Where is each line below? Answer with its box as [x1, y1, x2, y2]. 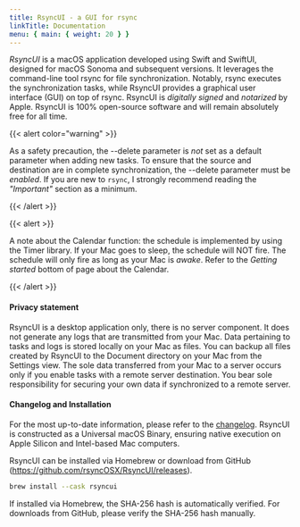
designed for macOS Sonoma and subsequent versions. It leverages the [9, 63, 274, 74]
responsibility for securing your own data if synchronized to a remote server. [9, 379, 291, 389]
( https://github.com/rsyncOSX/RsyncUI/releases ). [9, 464, 193, 475]
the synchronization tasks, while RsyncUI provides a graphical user [9, 82, 256, 94]
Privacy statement [9, 301, 79, 313]
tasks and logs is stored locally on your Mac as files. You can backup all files [9, 340, 291, 351]
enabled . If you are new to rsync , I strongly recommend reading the [9, 174, 257, 185]
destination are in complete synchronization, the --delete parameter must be [9, 164, 291, 175]
